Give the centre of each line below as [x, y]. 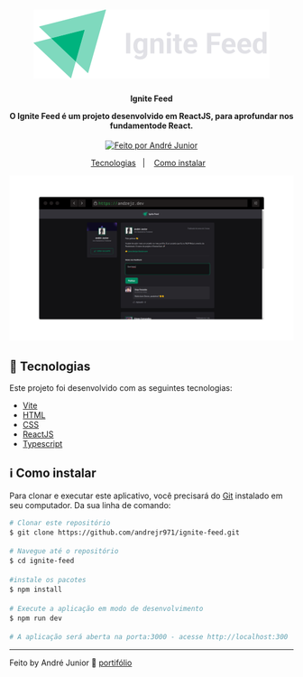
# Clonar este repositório [60, 523]
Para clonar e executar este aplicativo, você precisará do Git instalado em [146, 496]
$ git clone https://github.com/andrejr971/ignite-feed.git [125, 533]
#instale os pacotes [48, 580]
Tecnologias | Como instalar [148, 163]
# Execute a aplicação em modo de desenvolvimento [106, 608]
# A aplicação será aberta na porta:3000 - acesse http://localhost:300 [149, 637]
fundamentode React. [151, 125]
